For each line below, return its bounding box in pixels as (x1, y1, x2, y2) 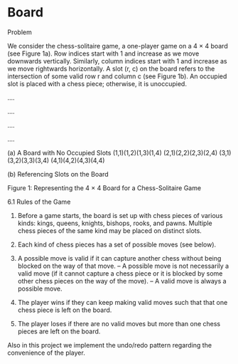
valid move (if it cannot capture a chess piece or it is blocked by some (17, 269, 223, 278)
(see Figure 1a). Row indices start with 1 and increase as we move (7, 49, 200, 58)
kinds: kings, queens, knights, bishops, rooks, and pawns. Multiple (17, 219, 212, 227)
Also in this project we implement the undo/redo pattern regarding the (7, 340, 212, 349)
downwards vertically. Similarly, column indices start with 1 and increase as (7, 56, 227, 65)
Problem (7, 28, 32, 36)
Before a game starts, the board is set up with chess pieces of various (17, 211, 223, 219)
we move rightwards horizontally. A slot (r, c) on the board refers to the (7, 64, 215, 73)
